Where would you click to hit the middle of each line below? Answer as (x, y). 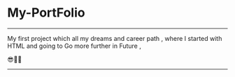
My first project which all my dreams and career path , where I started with (115, 38)
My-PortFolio (46, 13)
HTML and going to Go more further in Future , (74, 46)
